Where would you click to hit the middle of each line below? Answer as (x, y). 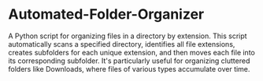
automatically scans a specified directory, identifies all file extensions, (122, 44)
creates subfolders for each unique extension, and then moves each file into (132, 52)
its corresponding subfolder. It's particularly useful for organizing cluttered (129, 61)
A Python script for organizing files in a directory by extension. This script (128, 36)
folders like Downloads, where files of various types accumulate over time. (129, 69)
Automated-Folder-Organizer (106, 14)
